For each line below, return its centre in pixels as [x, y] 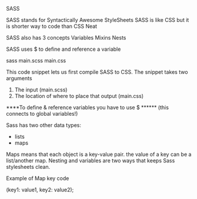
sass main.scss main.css [36, 61]
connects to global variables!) [42, 114]
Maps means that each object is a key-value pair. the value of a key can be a [99, 154]
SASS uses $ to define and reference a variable [64, 49]
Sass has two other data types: [44, 125]
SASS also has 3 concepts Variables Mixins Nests [66, 37]
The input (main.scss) [41, 90]
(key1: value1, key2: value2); [40, 190]
